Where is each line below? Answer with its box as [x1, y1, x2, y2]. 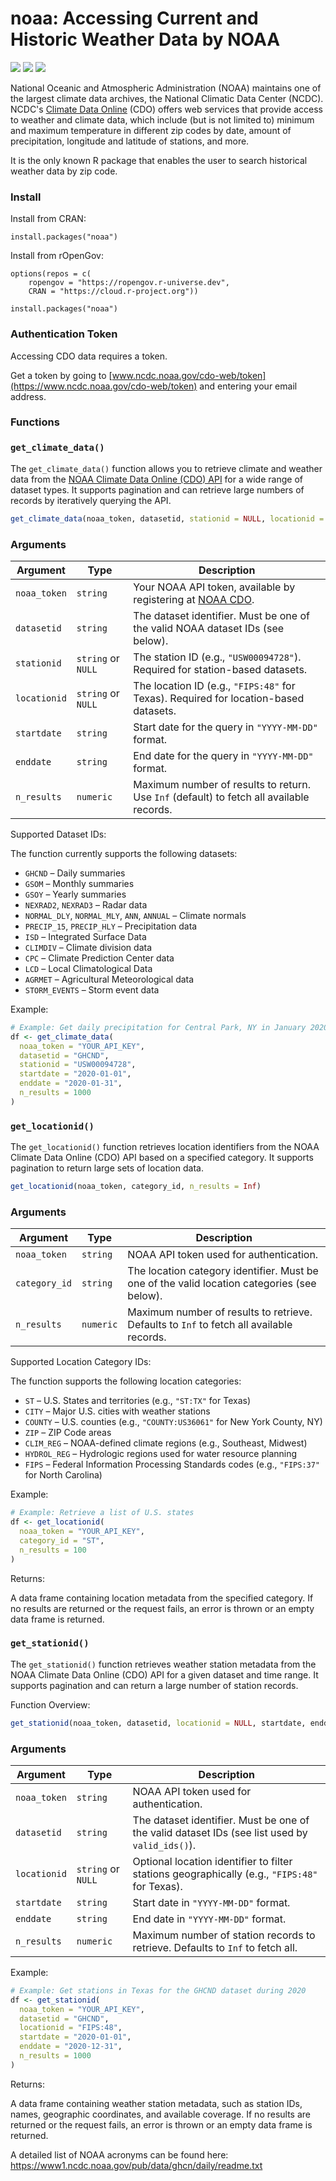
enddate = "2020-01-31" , [19, 1078, 123, 1089]
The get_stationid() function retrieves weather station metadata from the [10, 1658, 317, 1670]
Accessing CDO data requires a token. [10, 350, 168, 362]
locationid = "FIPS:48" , [19, 2023, 123, 2033]
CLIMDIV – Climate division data [24, 941, 153, 953]
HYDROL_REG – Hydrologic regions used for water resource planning [24, 1448, 298, 1460]
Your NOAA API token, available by [133, 580, 296, 594]
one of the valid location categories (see [127, 1277, 317, 1291]
